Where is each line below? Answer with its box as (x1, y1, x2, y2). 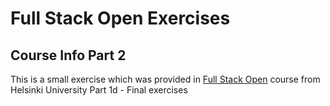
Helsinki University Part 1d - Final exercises (10, 84, 188, 96)
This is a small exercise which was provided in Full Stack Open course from (10, 73, 321, 85)
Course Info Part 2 (10, 47, 127, 64)
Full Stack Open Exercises (10, 7, 231, 30)
